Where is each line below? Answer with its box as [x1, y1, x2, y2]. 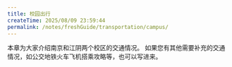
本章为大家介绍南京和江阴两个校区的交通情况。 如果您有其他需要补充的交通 [7, 44, 226, 52]
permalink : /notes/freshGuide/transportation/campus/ [7, 23, 169, 30]
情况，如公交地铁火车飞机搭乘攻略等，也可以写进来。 [7, 52, 162, 61]
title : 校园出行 [7, 10, 51, 18]
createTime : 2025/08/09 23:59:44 [7, 17, 106, 24]
